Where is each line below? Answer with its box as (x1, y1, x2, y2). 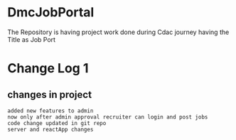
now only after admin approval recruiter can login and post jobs (7, 113, 208, 121)
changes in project (7, 88, 92, 100)
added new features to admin (7, 107, 94, 114)
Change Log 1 (7, 60, 89, 77)
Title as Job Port (7, 35, 55, 43)
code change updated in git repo (7, 119, 107, 126)
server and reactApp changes (7, 126, 94, 133)
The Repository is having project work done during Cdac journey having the (7, 28, 230, 36)
